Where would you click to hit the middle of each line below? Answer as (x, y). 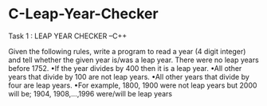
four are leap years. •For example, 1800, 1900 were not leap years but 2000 (133, 85)
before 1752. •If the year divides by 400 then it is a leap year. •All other (125, 68)
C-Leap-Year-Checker (83, 14)
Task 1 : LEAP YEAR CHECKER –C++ (68, 36)
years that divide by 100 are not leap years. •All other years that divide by (129, 77)
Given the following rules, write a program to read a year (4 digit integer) (127, 51)
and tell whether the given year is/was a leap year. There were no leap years (133, 60)
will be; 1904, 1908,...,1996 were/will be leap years (90, 93)
